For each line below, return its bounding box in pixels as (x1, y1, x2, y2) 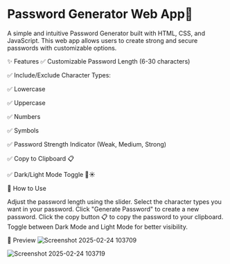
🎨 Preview (7, 236, 36, 244)
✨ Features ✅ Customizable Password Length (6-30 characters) (7, 57, 191, 65)
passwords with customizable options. (7, 44, 117, 52)
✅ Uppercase (7, 98, 46, 106)
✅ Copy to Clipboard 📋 (7, 154, 75, 162)
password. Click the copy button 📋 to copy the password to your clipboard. (7, 212, 224, 220)
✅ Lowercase (7, 84, 46, 93)
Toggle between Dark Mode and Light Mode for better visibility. (7, 223, 188, 231)
